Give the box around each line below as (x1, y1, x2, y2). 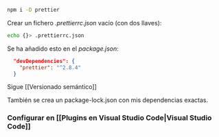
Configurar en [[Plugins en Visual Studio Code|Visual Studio (7, 113, 212, 123)
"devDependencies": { (13, 58, 76, 64)
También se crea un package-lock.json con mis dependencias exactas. (7, 96, 208, 104)
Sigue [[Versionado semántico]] (7, 83, 97, 91)
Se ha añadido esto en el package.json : (7, 45, 119, 53)
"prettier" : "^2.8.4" (19, 64, 81, 71)
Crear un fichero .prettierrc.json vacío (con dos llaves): (7, 18, 162, 27)
